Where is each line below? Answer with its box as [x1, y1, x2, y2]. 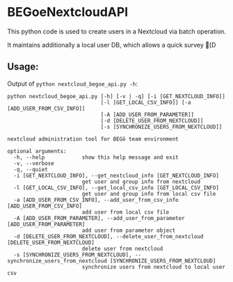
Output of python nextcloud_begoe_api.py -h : [7, 79, 138, 88]
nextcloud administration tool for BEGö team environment [7, 135, 179, 143]
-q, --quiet [13, 166, 49, 173]
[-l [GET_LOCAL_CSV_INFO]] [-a [100, 99, 191, 106]
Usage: [7, 61, 40, 73]
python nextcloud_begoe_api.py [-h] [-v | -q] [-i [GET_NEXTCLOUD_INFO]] [7, 93, 226, 100]
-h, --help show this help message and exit [13, 154, 179, 161]
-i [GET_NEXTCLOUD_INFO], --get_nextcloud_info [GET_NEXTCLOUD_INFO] [13, 172, 219, 179]
